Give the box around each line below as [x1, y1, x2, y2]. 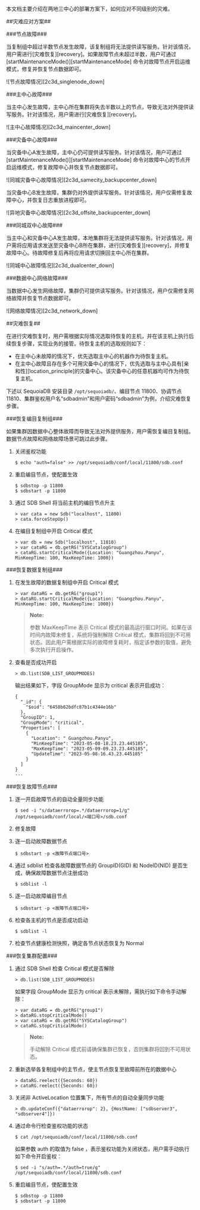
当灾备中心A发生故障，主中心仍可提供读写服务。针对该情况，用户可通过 [6, 149, 182, 156]
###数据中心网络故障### [6, 274, 68, 282]
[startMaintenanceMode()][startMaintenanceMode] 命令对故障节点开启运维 [6, 58, 190, 65]
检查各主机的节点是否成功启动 [14, 917, 88, 924]
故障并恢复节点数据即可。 [11, 295, 74, 302]
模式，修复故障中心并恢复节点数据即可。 [21, 164, 121, 171]
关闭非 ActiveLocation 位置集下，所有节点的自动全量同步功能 [14, 1094, 164, 1101]
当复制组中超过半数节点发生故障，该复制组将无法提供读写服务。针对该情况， [6, 43, 194, 50]
